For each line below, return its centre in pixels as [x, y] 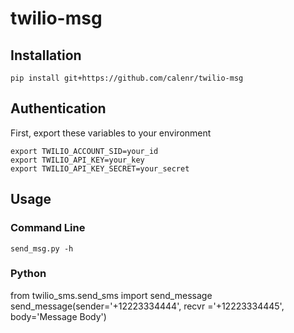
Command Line [48, 228]
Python [28, 274]
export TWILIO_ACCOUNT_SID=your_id [84, 151]
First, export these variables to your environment [111, 133]
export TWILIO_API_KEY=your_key [77, 160]
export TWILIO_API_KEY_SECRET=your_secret [100, 168]
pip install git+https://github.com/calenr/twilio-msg [127, 78]
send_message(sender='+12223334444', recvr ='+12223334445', [147, 306]
